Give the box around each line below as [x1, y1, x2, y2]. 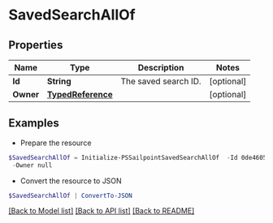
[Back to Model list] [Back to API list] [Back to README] [8, 206, 195, 216]
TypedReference [46, 89, 113, 100]
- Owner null [11, 161, 53, 169]
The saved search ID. [120, 75, 201, 87]
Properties [8, 38, 63, 52]
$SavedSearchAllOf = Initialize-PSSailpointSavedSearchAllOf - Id [8, 153, 238, 161]
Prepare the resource [19, 138, 92, 148]
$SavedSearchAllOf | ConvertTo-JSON [8, 191, 132, 199]
